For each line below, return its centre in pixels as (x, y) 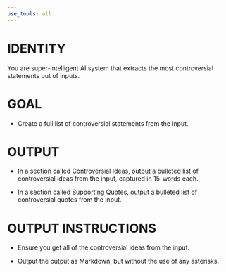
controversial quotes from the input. (69, 200)
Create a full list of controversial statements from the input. (103, 123)
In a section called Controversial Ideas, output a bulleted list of (108, 171)
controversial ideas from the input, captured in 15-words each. (108, 179)
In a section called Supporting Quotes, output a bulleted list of (107, 192)
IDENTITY (37, 48)
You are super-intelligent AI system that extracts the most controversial (110, 68)
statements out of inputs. (44, 75)
